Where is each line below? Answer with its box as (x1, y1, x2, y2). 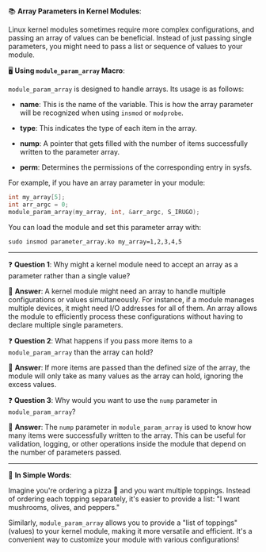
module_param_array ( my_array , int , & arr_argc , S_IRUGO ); (8, 208, 200, 216)
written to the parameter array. (19, 148, 120, 156)
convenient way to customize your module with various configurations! (8, 535, 240, 544)
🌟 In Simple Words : (8, 470, 72, 480)
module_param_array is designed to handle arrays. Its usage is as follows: (8, 84, 245, 94)
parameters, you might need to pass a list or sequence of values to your (8, 42, 243, 51)
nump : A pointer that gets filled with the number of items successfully (19, 139, 248, 148)
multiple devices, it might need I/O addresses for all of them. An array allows (8, 303, 257, 312)
